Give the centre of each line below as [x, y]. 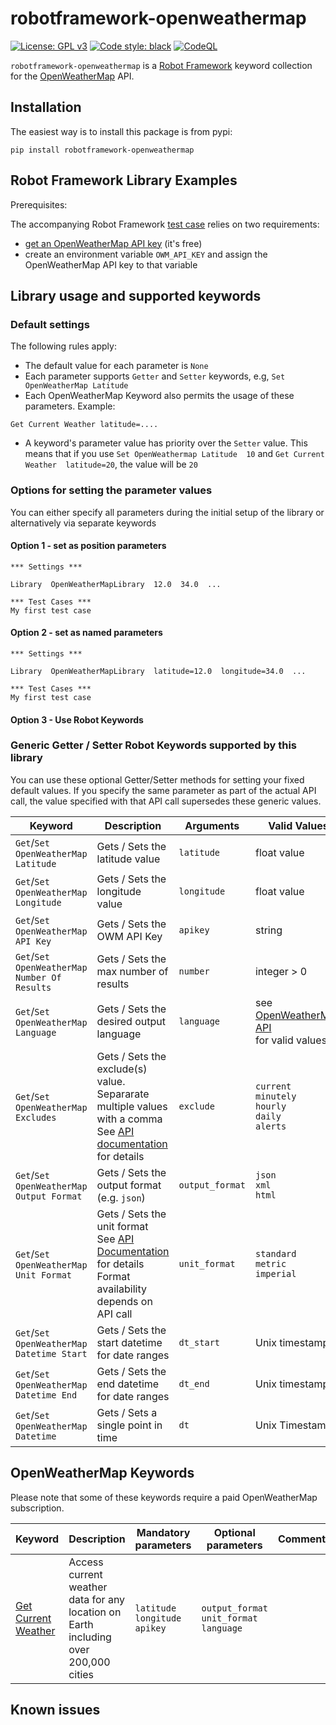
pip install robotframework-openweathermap [102, 150]
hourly [270, 1106]
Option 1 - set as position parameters [88, 546]
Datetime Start [51, 1353]
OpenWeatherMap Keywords [102, 1473]
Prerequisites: [39, 204]
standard [275, 1253]
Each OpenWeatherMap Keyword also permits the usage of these [159, 396]
